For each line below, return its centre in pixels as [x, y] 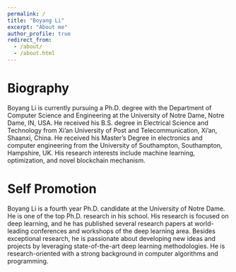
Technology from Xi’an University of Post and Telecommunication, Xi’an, [112, 130]
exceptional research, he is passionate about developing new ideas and [111, 238]
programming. [28, 261]
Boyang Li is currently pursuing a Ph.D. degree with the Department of [110, 107]
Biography [38, 88]
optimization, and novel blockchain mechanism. [77, 160]
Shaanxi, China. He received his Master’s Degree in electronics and [105, 138]
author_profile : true [39, 34]
